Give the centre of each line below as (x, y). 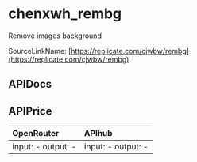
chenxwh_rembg (65, 14)
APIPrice (30, 111)
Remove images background (55, 36)
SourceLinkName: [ (40, 51)
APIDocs (30, 84)
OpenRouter (36, 134)
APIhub (98, 134)
